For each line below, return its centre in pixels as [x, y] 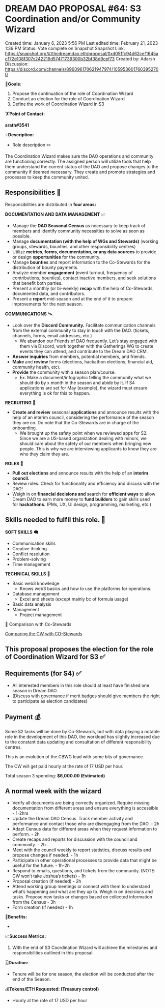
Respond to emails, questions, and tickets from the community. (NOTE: [84, 871]
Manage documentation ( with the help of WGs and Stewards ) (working [85, 241]
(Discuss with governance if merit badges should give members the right [86, 696]
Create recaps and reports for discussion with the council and [75, 839]
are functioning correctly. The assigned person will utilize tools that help [78, 161]
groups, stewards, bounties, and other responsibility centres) [74, 246]
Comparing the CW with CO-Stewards [44, 634]
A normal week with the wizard [53, 791]
